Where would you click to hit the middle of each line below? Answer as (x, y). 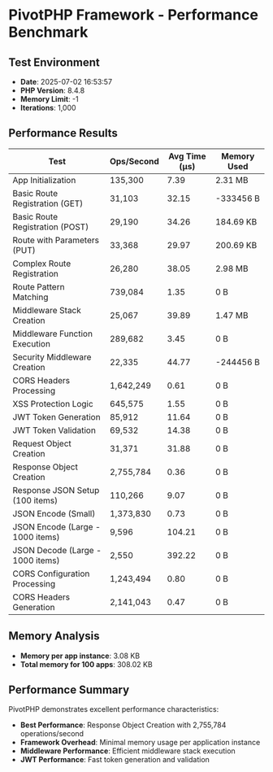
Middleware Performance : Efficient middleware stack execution (128, 751)
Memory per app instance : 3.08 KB (80, 656)
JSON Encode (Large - (57, 526)
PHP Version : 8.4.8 (52, 90)
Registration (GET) (48, 203)
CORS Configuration (51, 574)
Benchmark (48, 32)
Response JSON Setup (56, 490)
